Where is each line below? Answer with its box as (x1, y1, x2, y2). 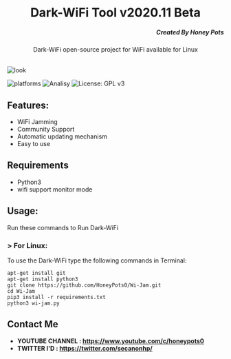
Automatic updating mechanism (16, 132, 108, 141)
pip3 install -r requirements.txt (7, 294, 107, 300)
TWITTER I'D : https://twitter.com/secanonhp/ (16, 344, 153, 352)
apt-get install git (7, 269, 67, 276)
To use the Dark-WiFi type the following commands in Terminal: (7, 256, 187, 265)
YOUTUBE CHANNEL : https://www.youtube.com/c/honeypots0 (16, 336, 204, 345)
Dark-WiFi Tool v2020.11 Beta (30, 5, 201, 21)
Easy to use (16, 139, 50, 147)
